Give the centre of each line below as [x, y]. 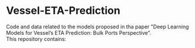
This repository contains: [36, 39]
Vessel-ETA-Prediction [63, 11]
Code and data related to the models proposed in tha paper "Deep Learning [97, 27]
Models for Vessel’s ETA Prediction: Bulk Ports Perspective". [79, 32]
